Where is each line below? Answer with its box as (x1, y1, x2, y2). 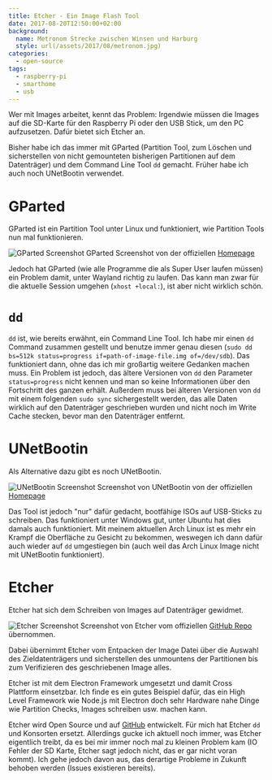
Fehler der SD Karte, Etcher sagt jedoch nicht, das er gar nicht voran (8, 746, 237, 756)
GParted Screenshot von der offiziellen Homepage (86, 249, 255, 258)
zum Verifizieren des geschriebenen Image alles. (8, 663, 172, 673)
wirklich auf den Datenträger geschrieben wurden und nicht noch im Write (8, 403, 257, 413)
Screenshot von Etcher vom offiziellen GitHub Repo (80, 621, 253, 630)
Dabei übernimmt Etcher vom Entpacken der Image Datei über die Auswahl (8, 645, 259, 655)
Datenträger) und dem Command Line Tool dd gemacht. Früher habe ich (8, 160, 249, 170)
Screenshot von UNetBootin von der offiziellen (97, 483, 253, 492)
